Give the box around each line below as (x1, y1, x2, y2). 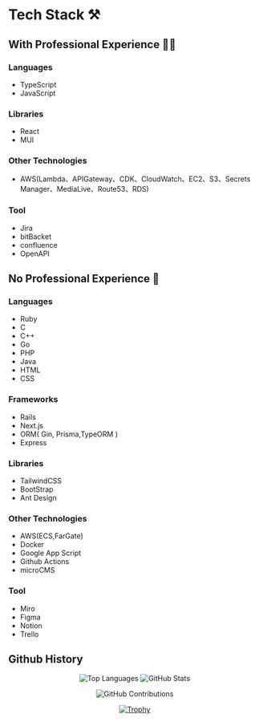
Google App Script (19, 548, 82, 558)
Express (19, 437, 47, 447)
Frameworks (8, 394, 59, 405)
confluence (19, 240, 58, 249)
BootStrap (19, 485, 54, 494)
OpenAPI (19, 249, 50, 258)
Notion (19, 620, 42, 631)
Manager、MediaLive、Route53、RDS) (19, 185, 150, 194)
